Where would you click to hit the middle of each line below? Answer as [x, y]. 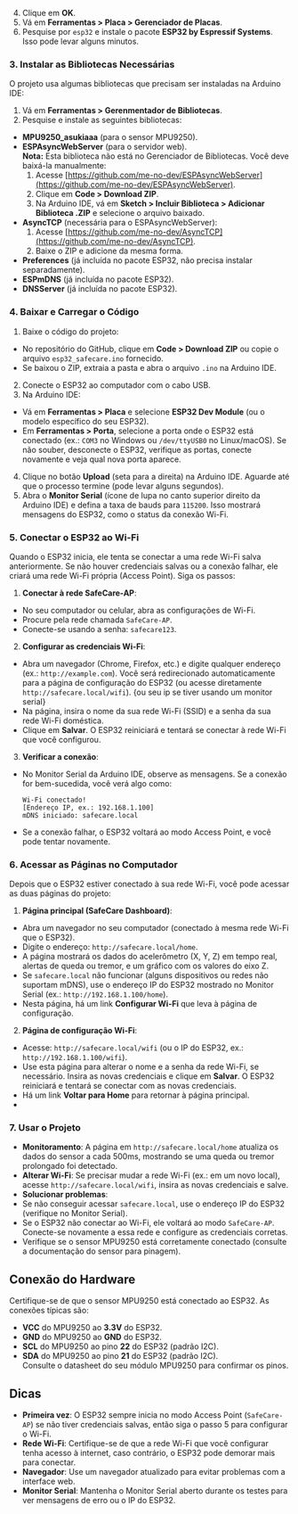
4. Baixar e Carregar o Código [74, 312]
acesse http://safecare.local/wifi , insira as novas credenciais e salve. [155, 1185]
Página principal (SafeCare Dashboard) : [97, 911]
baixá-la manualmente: [64, 166]
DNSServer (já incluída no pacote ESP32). [100, 289]
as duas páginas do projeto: [60, 893]
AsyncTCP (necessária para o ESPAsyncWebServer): [120, 223]
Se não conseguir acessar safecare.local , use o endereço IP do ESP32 [153, 1204]
